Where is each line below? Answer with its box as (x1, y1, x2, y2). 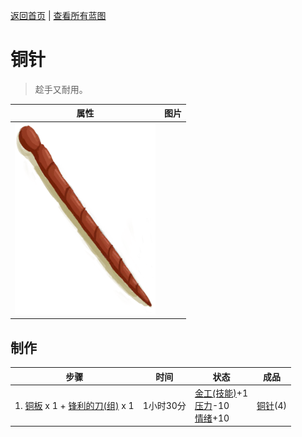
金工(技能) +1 (194, 387, 248, 399)
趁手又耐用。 (34, 83, 88, 95)
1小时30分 (142, 399, 187, 411)
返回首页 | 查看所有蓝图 (10, 10, 107, 21)
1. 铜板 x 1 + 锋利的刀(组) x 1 (14, 399, 135, 411)
